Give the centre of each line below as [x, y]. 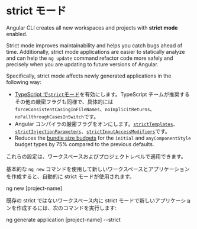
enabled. [17, 34]
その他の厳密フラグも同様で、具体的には [64, 101]
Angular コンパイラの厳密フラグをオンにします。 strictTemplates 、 [96, 124]
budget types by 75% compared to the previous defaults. [84, 144]
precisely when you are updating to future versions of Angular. [82, 64]
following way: [24, 82]
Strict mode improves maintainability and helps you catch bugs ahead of [94, 45]
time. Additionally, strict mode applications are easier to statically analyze [96, 51]
